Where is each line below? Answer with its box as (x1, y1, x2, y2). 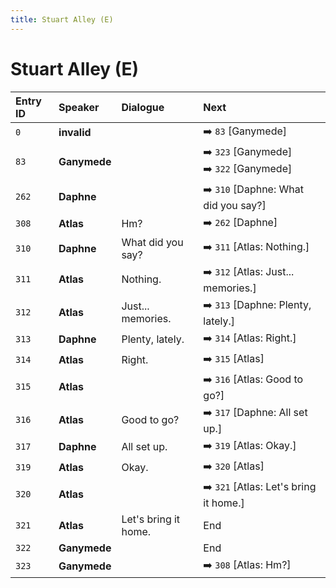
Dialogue (121, 100, 165, 114)
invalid (58, 126, 92, 140)
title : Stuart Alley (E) (10, 14, 114, 25)
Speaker (58, 100, 100, 114)
